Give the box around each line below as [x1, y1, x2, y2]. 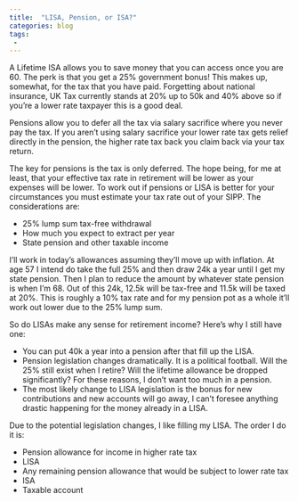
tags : [9, 29, 29, 38]
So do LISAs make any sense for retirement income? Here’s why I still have [9, 319, 283, 330]
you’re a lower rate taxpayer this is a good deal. [9, 100, 184, 111]
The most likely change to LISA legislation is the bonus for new [21, 384, 253, 395]
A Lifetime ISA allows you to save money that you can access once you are [9, 62, 284, 73]
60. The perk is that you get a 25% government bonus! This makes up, [9, 72, 269, 83]
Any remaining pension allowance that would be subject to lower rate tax [21, 465, 289, 477]
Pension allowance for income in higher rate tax [21, 447, 197, 457]
